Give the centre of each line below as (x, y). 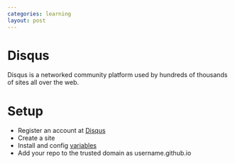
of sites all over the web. (43, 83)
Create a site (36, 138)
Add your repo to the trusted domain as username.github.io (104, 153)
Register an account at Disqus (61, 131)
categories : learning (39, 14)
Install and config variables (57, 146)
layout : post (27, 20)
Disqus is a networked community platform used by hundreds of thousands (117, 75)
